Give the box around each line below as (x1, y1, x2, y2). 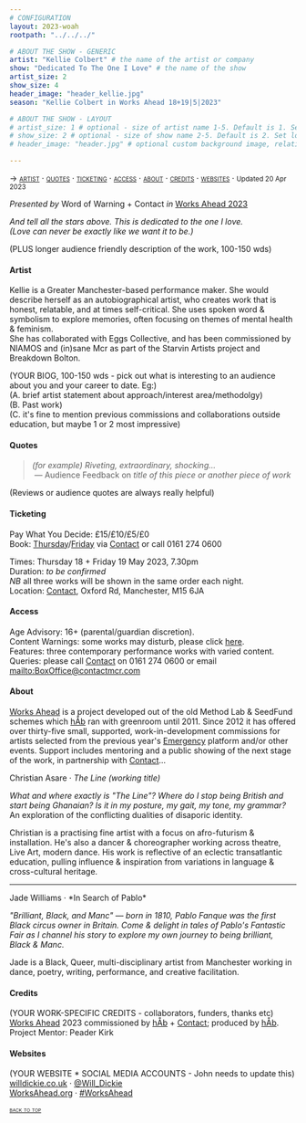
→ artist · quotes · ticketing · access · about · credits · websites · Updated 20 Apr (9, 173, 287, 184)
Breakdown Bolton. (9, 352, 81, 363)
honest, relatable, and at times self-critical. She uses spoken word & (9, 304, 265, 315)
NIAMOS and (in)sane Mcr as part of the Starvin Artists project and (9, 343, 260, 354)
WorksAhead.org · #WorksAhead (9, 1087, 134, 1098)
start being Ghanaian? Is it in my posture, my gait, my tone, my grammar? (9, 800, 287, 811)
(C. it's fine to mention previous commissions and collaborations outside (9, 409, 280, 420)
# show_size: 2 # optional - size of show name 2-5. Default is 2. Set (9, 131, 287, 141)
